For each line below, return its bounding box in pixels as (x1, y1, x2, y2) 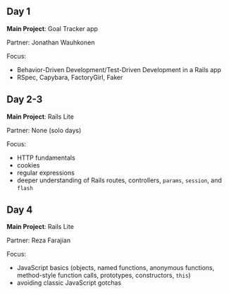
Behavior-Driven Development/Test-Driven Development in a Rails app (16, 65, 221, 73)
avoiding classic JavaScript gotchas (16, 278, 122, 287)
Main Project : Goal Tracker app (6, 24, 98, 33)
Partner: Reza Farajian (6, 236, 71, 245)
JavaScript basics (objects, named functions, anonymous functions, (16, 264, 215, 272)
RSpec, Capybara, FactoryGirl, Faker (16, 73, 123, 81)
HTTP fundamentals (16, 153, 75, 162)
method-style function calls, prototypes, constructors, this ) (16, 271, 191, 280)
